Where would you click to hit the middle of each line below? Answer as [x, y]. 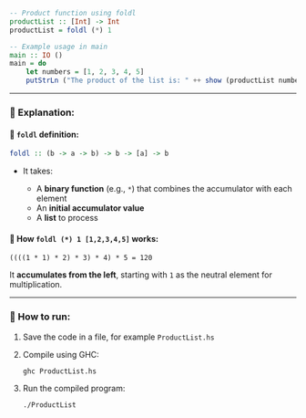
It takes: [37, 171]
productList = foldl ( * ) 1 [61, 30]
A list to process [67, 218]
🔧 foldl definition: [44, 134]
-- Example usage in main [58, 47]
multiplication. [36, 285]
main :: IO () [36, 55]
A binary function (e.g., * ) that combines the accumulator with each [164, 188]
